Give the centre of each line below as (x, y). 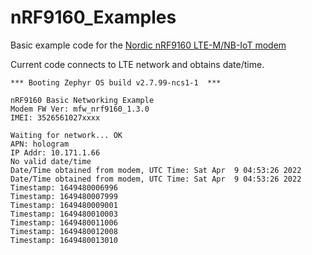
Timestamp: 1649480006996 (64, 187)
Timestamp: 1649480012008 (64, 231)
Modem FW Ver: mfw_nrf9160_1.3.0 (80, 109)
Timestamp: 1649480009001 (64, 205)
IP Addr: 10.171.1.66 (55, 152)
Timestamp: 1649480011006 (64, 222)
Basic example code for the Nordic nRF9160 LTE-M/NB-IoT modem (148, 45)
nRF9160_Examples (93, 17)
